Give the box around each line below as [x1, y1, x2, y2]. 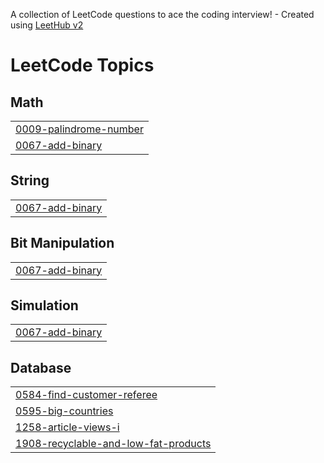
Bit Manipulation [10, 235, 115, 252]
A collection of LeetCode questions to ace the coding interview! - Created [10, 9, 315, 20]
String [10, 172, 50, 189]
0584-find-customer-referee [15, 388, 158, 402]
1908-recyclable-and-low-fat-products [15, 437, 212, 451]
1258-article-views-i [15, 420, 120, 434]
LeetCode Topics [10, 54, 155, 77]
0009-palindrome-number [15, 122, 144, 136]
